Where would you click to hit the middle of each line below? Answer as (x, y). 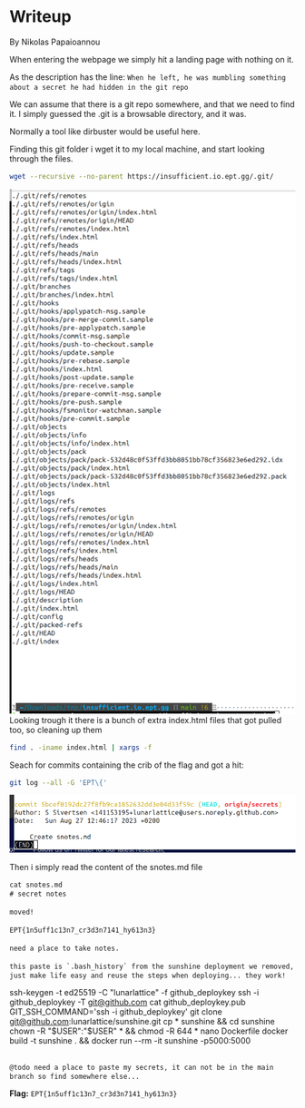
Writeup (40, 17)
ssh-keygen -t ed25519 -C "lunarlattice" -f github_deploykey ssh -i (134, 992)
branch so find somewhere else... (75, 1076)
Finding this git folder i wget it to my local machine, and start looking (137, 149)
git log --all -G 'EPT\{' (58, 782)
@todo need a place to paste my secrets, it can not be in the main (142, 1067)
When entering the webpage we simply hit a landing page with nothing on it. (152, 59)
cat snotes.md (36, 885)
